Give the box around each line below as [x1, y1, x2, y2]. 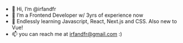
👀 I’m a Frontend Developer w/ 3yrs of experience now [11, 12, 143, 19]
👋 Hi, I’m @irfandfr [11, 6, 57, 12]
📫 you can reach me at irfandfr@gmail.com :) [11, 31, 123, 37]
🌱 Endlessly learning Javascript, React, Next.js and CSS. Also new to [11, 18, 177, 24]
